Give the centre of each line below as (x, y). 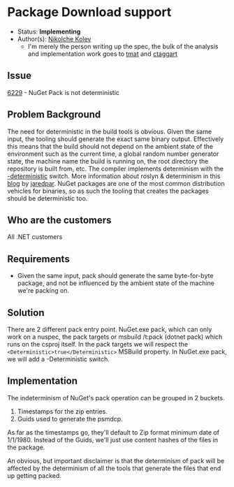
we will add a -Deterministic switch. (59, 359)
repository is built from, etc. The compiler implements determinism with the (116, 168)
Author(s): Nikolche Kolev (54, 38)
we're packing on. (43, 291)
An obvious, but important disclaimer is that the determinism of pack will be (116, 460)
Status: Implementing (49, 31)
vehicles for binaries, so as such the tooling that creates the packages (108, 191)
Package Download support (89, 12)
